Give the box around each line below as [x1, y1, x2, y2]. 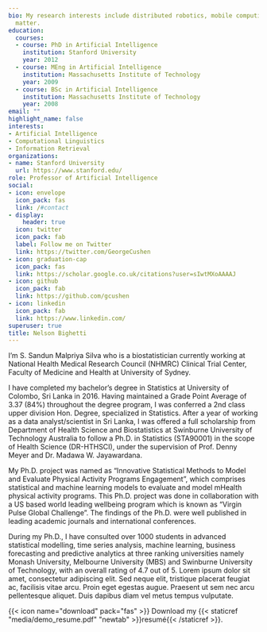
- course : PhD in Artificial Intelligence [15, 41, 158, 49]
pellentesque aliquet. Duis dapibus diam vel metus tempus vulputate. [8, 591, 234, 600]
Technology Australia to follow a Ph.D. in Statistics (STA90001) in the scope [8, 434, 255, 443]
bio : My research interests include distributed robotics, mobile [8, 11, 233, 20]
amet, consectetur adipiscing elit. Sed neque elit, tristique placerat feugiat [8, 574, 250, 584]
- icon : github [8, 277, 59, 286]
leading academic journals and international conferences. [8, 517, 196, 526]
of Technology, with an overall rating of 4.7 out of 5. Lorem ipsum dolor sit [8, 565, 250, 576]
